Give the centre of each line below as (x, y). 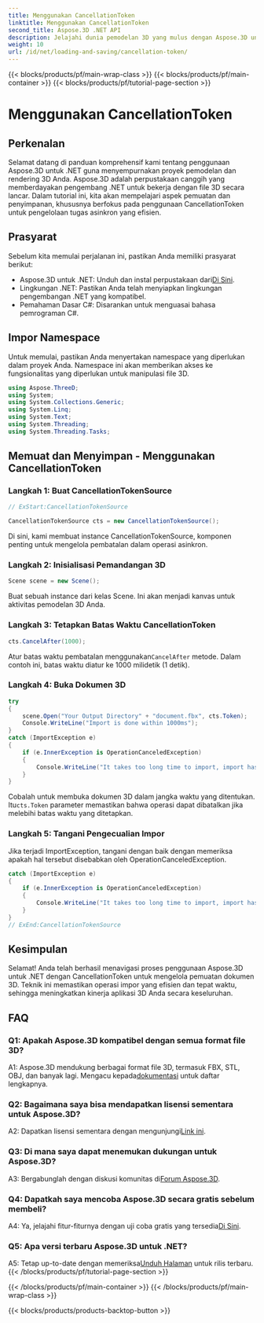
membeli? (27, 1209)
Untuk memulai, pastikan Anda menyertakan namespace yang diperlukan (126, 356)
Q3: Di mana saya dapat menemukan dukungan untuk (113, 1152)
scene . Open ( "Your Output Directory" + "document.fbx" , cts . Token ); (135, 716)
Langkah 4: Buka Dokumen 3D (67, 685)
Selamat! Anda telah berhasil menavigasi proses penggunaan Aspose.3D (126, 968)
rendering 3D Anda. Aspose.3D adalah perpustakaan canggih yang (117, 179)
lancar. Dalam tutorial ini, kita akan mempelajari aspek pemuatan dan (119, 196)
